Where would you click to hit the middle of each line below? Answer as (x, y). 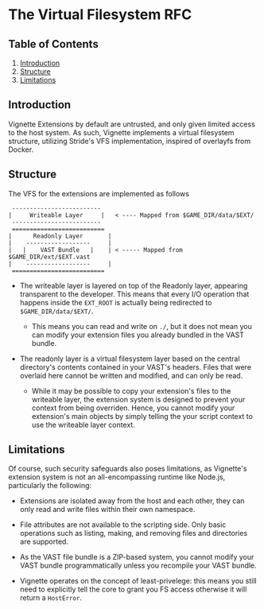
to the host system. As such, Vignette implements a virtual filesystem (121, 132)
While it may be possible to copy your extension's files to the (131, 390)
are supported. (44, 541)
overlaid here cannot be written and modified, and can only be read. (131, 375)
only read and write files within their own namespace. (107, 510)
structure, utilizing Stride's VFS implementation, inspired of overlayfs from (130, 141)
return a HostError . (50, 598)
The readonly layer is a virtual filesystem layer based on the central (130, 359)
